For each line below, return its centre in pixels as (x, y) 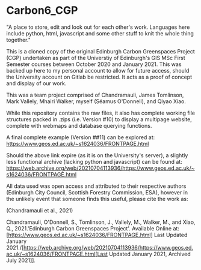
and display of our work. (36, 83)
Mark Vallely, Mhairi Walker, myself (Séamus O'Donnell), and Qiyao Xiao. (96, 101)
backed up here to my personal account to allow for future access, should (98, 70)
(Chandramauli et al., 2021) (40, 210)
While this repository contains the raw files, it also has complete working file (101, 113)
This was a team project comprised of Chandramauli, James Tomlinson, (95, 95)
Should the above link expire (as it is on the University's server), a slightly (97, 155)
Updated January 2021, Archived (150, 254)
